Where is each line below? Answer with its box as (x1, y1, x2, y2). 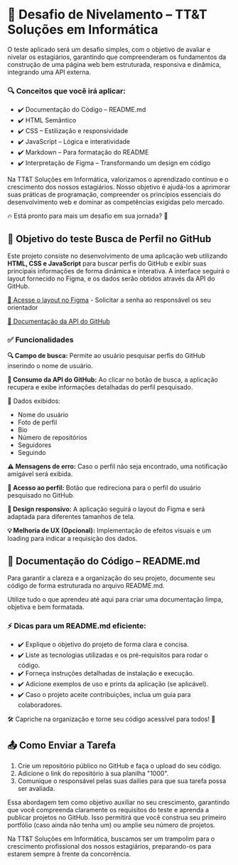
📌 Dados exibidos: (7, 397, 60, 405)
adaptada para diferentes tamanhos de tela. (7, 513, 136, 521)
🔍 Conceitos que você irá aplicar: (7, 85, 126, 95)
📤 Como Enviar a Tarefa (7, 739, 116, 751)
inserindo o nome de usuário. (7, 362, 94, 370)
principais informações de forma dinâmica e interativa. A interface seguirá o (7, 267, 230, 276)
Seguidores (17, 441, 52, 449)
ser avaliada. (17, 785, 55, 793)
